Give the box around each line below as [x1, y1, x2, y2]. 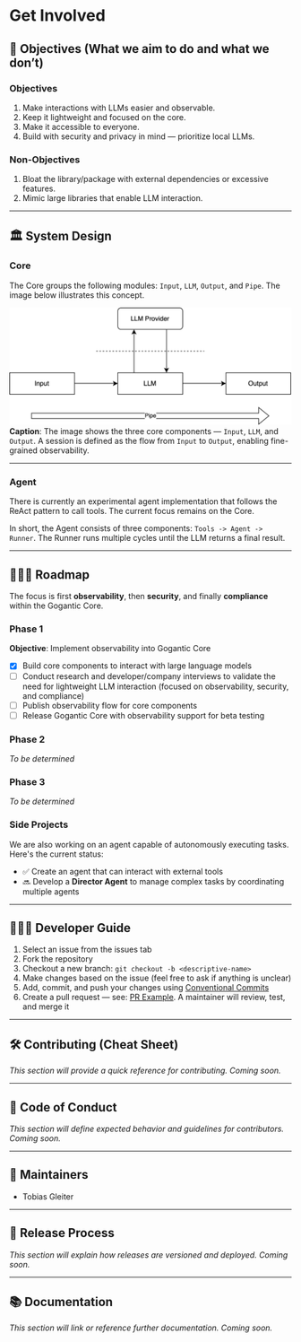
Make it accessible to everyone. [21, 121, 141, 132]
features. [21, 183, 56, 194]
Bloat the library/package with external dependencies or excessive [21, 174, 269, 185]
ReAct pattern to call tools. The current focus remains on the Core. [9, 506, 255, 517]
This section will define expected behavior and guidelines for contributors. [9, 1123, 285, 1135]
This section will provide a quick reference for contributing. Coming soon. [9, 1065, 281, 1076]
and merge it [21, 1001, 70, 1012]
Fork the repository [21, 954, 94, 964]
